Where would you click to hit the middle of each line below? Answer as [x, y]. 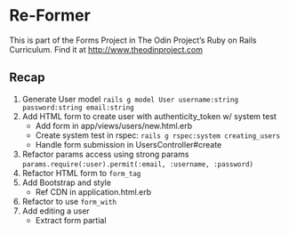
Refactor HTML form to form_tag [81, 173]
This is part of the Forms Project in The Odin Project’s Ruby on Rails [133, 40]
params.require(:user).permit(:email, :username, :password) [138, 164]
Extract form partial [71, 220]
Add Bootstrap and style [66, 182]
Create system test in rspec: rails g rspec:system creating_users [158, 135]
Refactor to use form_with [69, 201]
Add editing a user [56, 211]
